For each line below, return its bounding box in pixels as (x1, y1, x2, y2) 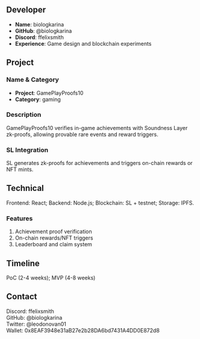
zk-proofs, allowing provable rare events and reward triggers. (6, 131, 158, 138)
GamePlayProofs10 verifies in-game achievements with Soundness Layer (6, 124, 188, 131)
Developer (6, 5, 46, 15)
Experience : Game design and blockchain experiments (14, 40, 152, 47)
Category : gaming (14, 96, 61, 103)
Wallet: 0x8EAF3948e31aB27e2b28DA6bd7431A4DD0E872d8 (6, 326, 160, 334)
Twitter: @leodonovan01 (6, 320, 66, 328)
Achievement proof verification (14, 228, 92, 235)
